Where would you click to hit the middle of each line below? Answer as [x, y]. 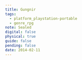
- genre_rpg [22, 23]
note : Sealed [18, 28]
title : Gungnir [20, 9]
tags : [10, 14]
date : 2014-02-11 [23, 50]
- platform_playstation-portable [43, 18]
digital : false [20, 32]
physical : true [20, 37]
